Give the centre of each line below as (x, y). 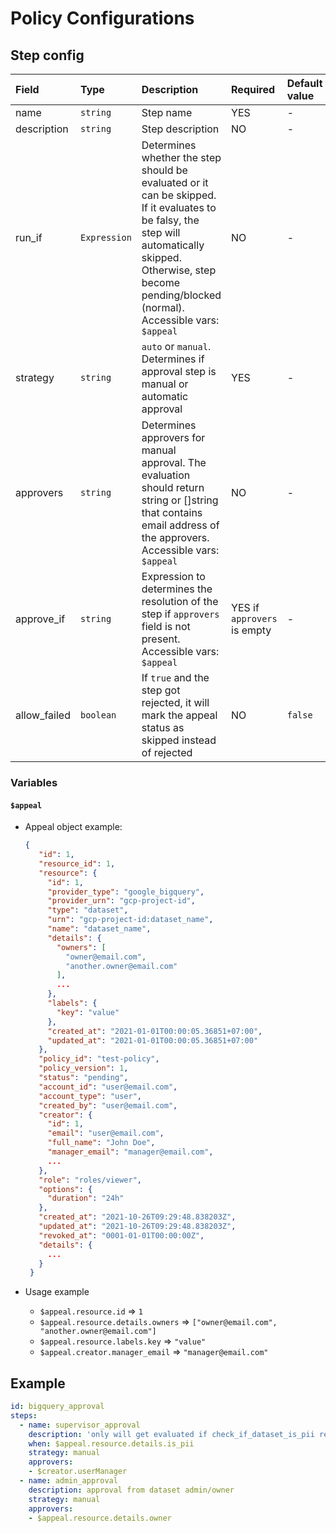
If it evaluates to (179, 207)
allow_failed (43, 715)
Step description (180, 129)
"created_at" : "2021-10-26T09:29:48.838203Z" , (137, 1217)
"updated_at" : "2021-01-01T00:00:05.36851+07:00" (153, 1040)
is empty (251, 630)
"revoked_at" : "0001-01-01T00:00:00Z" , (121, 1235)
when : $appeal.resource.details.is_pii (111, 1443)
